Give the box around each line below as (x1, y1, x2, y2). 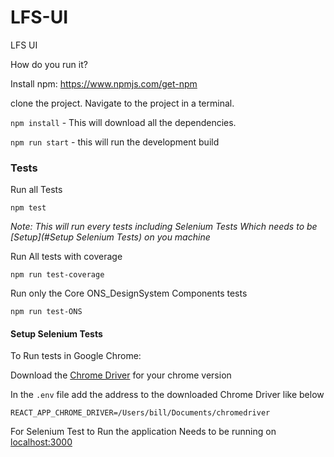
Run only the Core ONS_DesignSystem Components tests (10, 287, 248, 300)
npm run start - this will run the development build (10, 136, 220, 148)
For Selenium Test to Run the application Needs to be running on (10, 426, 277, 438)
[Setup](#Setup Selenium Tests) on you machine (10, 231, 211, 243)
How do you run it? (10, 58, 88, 70)
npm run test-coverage (10, 270, 105, 280)
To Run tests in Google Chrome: (10, 350, 142, 362)
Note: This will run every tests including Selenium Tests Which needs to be (10, 221, 318, 233)
